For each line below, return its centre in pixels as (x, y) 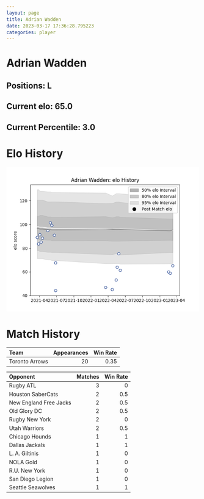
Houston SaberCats (34, 394)
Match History (43, 334)
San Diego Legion (31, 479)
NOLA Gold (23, 462)
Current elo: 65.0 (40, 107)
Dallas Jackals (27, 445)
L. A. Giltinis (24, 453)
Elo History (35, 153)
